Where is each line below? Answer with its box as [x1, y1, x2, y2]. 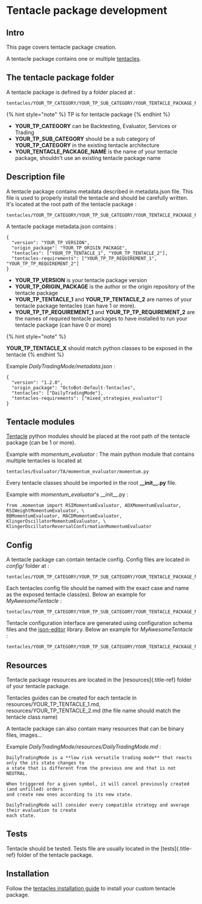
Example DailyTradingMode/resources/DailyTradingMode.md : [6, 743, 161, 751]
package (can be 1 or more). [6, 439, 76, 446]
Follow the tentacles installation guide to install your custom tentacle [6, 885, 176, 892]
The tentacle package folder [6, 73, 115, 83]
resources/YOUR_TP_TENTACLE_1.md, [6, 701, 101, 708]
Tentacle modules [6, 417, 75, 427]
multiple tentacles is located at [6, 457, 82, 464]
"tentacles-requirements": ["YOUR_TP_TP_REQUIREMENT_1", [11, 255, 158, 262]
